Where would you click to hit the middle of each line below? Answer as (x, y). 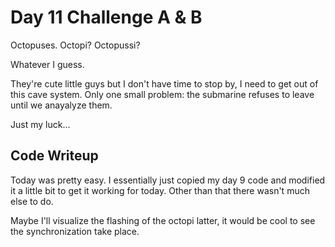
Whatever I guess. (47, 64)
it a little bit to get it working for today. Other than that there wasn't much (160, 190)
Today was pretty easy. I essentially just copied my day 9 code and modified (168, 180)
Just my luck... (40, 124)
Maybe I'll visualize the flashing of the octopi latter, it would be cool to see (163, 220)
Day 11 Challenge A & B (106, 17)
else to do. (32, 201)
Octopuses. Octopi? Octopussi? (75, 45)
